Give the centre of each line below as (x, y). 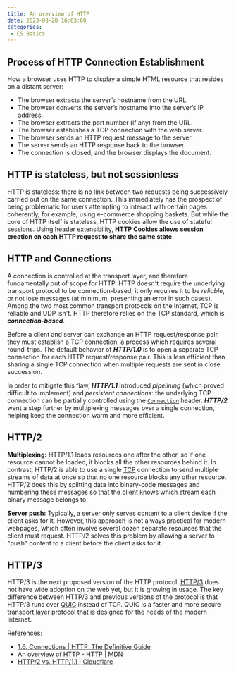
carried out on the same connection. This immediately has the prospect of (115, 199)
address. (30, 115)
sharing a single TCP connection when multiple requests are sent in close (114, 364)
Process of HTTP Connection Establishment (106, 62)
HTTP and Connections (60, 259)
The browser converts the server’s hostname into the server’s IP (111, 108)
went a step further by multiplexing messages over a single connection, (111, 408)
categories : (25, 27)
